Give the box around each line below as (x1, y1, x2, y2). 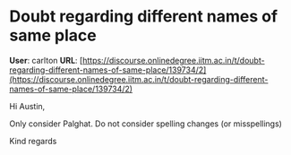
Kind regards (9, 135, 57, 146)
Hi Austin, (9, 100, 46, 111)
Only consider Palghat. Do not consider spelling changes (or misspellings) (9, 118, 282, 129)
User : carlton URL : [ (9, 55, 83, 65)
